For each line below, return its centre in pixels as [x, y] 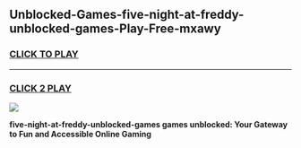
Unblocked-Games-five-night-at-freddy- [127, 15]
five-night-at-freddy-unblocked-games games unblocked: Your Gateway [149, 124]
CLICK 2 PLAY [40, 88]
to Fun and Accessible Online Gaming [81, 134]
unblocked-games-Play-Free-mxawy [115, 29]
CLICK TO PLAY [44, 55]
